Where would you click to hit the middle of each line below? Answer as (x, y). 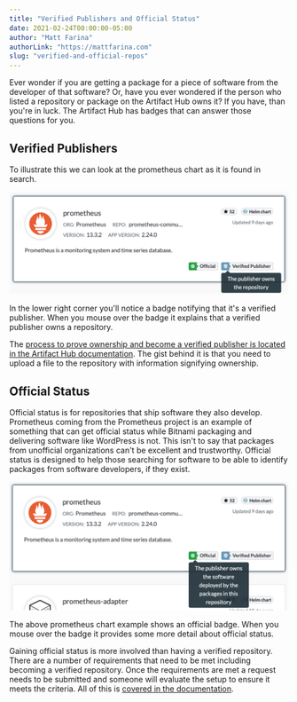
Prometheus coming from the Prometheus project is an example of (131, 422)
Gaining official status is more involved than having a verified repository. (141, 651)
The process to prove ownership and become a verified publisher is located (148, 344)
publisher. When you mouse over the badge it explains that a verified (135, 318)
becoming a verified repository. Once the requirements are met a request (143, 669)
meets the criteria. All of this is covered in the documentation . (121, 689)
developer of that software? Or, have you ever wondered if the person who (145, 92)
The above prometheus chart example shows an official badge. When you (144, 624)
